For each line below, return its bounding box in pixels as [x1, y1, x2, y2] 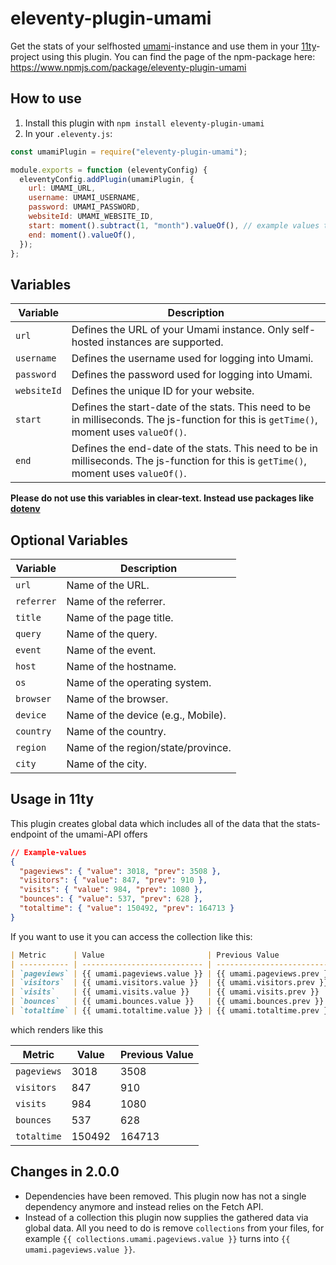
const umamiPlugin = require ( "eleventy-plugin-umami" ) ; [10, 147, 248, 157]
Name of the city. [66, 757, 148, 771]
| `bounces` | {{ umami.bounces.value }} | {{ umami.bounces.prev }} [10, 997, 325, 1007]
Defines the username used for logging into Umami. [71, 352, 314, 366]
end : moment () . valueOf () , [28, 230, 137, 240]
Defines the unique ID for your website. [71, 384, 255, 398]
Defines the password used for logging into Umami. [71, 368, 313, 382]
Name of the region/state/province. [66, 741, 232, 754]
